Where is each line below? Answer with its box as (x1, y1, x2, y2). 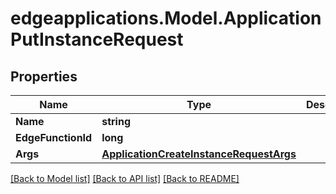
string (101, 115, 131, 128)
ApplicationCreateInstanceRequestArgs (101, 147, 297, 161)
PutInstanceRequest (10, 28, 184, 51)
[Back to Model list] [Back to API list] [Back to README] (10, 173, 240, 184)
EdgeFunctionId (15, 131, 93, 144)
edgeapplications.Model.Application (10, 7, 322, 30)
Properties (10, 68, 78, 85)
